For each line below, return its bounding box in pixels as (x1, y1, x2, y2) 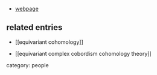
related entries (6, 22, 63, 32)
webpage (14, 5, 39, 12)
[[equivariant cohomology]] (14, 38, 83, 46)
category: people (6, 61, 50, 68)
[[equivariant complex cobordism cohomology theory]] (14, 50, 152, 57)
